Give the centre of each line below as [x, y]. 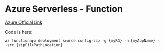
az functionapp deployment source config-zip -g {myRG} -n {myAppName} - [82, 41]
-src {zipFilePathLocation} [34, 45]
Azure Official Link [24, 22]
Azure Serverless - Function [64, 9]
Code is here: [19, 32]
